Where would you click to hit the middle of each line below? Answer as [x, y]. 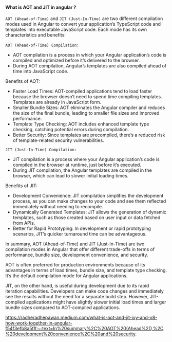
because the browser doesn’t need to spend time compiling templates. [88, 97]
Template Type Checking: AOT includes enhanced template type [81, 124]
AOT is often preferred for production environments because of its [75, 265]
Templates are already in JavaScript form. [57, 102]
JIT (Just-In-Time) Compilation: [41, 150]
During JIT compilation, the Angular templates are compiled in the [82, 170]
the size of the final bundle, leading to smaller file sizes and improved [86, 113]
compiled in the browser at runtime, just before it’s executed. [77, 165]
